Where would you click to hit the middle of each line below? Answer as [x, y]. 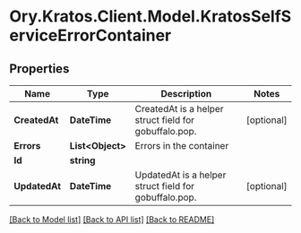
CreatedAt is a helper [179, 109]
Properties [39, 69]
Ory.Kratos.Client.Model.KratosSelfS [150, 17]
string [82, 160]
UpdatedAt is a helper [181, 175]
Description [186, 94]
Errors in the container [182, 146]
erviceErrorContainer [90, 35]
